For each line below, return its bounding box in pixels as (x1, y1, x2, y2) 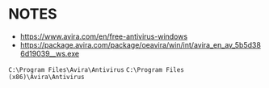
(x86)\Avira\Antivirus (8, 73, 85, 81)
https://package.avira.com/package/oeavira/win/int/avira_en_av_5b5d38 (19, 40, 261, 49)
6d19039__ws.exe (19, 48, 79, 58)
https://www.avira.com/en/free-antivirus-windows (19, 31, 188, 41)
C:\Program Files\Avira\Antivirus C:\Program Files (8, 65, 184, 73)
